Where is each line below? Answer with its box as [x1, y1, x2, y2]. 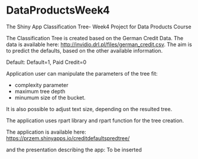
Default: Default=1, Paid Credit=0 [6, 59, 87, 66]
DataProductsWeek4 [6, 4, 111, 17]
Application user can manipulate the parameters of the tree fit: [6, 70, 158, 77]
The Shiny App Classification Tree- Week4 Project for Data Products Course [6, 23, 191, 30]
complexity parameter [14, 81, 69, 89]
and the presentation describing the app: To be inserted [6, 146, 142, 153]
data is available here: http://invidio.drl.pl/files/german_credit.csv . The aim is [6, 41, 192, 48]
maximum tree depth [14, 87, 66, 95]
